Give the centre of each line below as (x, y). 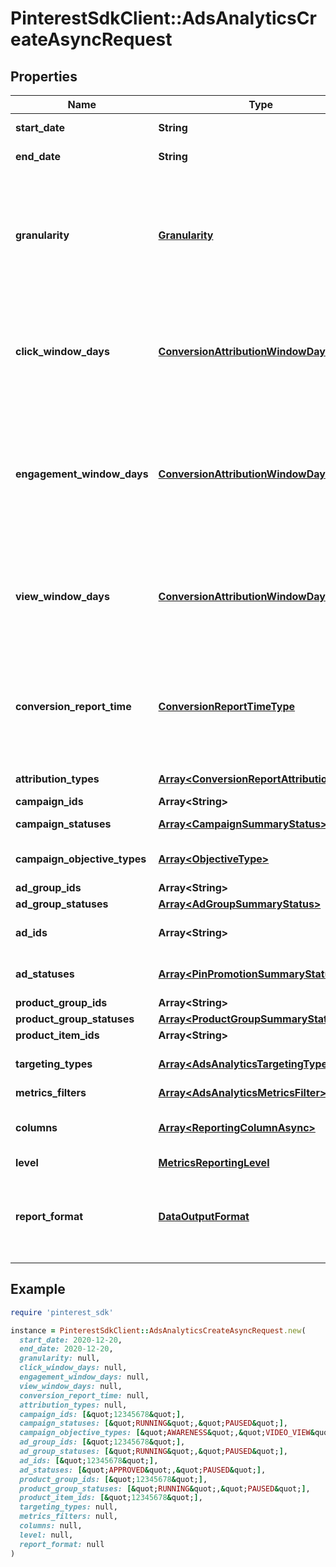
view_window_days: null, (71, 1386)
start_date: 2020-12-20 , (71, 1340)
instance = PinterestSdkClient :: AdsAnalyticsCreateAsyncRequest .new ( (158, 1330)
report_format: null (62, 1544)
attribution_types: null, (73, 1405)
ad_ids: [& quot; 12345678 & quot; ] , (89, 1460)
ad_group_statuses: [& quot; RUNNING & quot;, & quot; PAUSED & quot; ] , (153, 1452)
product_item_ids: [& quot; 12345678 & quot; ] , (111, 1498)
